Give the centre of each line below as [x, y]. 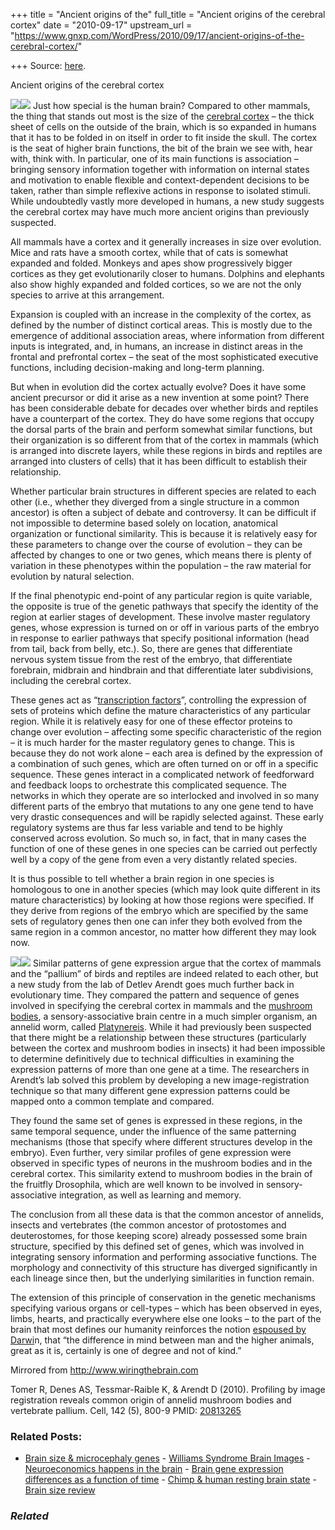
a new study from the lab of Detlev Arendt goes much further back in [152, 984]
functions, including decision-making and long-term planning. [137, 367]
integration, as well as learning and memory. [150, 1195]
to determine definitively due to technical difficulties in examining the [152, 1058]
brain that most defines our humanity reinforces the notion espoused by [158, 1329]
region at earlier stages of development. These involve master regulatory [160, 617]
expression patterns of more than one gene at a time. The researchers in [160, 1069]
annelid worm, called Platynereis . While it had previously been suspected [161, 1027]
